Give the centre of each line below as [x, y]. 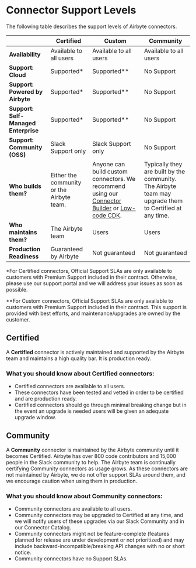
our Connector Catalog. [43, 528]
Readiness [24, 256]
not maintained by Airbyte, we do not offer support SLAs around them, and [96, 474]
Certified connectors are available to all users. [70, 386]
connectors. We [114, 179]
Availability [25, 54]
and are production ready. [45, 399]
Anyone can [109, 164]
